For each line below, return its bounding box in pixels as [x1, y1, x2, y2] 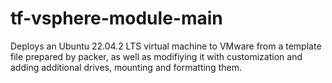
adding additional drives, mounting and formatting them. [10, 61, 242, 73]
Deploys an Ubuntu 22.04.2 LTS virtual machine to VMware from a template [10, 40, 322, 52]
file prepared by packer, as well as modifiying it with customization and [10, 50, 303, 62]
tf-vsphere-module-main [10, 7, 223, 30]
